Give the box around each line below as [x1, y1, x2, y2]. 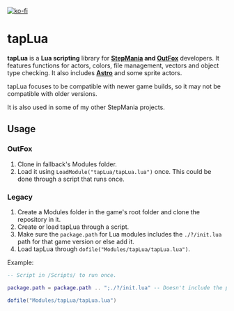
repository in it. [17, 215, 61, 223]
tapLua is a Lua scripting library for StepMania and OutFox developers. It [7, 54, 219, 62]
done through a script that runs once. [17, 175, 125, 183]
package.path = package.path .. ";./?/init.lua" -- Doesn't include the [7, 284, 223, 292]
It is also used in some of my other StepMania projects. [7, 103, 165, 111]
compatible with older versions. [7, 89, 97, 97]
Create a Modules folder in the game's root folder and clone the [17, 207, 201, 216]
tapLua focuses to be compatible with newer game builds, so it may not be [7, 82, 221, 90]
